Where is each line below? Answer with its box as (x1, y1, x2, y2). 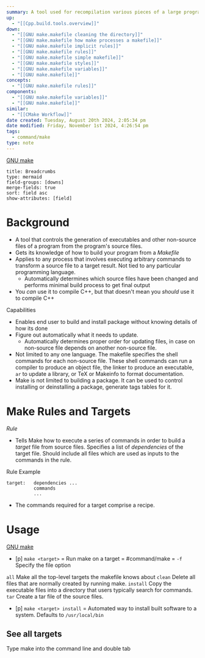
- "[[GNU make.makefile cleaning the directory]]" (12, 32, 143, 38)
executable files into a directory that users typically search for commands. (6, 586, 193, 594)
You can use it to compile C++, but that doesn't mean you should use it (15, 288, 194, 295)
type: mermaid (6, 174, 43, 180)
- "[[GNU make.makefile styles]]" (12, 60, 99, 66)
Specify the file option (15, 561, 71, 569)
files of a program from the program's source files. (15, 242, 143, 250)
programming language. (15, 268, 76, 275)
